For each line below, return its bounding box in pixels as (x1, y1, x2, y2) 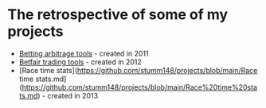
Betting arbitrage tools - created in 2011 (18, 48, 149, 58)
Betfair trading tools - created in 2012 (18, 57, 143, 67)
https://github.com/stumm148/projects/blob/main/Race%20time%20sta (22, 82, 258, 92)
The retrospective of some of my (7, 6, 229, 24)
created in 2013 (46, 91, 99, 100)
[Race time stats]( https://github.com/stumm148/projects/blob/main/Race (18, 65, 258, 75)
